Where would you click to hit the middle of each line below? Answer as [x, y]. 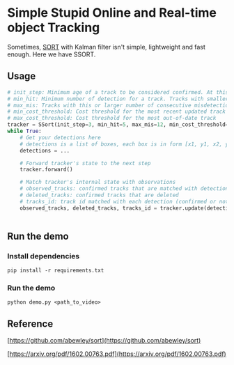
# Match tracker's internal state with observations [98, 182]
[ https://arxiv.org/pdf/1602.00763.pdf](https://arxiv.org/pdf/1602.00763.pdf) [117, 354]
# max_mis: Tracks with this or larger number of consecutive [99, 105]
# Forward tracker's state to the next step [85, 163]
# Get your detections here [60, 137]
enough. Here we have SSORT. [52, 54]
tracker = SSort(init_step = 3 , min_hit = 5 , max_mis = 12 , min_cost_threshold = [118, 125]
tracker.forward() [46, 170]
